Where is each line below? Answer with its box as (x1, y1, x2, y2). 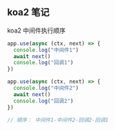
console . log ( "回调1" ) (13, 59, 74, 66)
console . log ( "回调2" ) (13, 98, 74, 104)
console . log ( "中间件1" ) (13, 46, 79, 53)
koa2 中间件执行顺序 (7, 26, 66, 35)
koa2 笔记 (7, 6, 50, 19)
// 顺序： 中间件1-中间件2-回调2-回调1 (7, 116, 109, 123)
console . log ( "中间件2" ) (13, 85, 79, 92)
